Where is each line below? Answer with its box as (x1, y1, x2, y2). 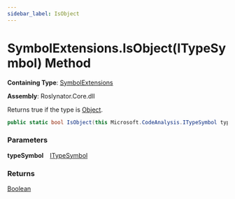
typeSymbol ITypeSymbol (7, 151, 88, 159)
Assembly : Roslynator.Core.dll (7, 91, 96, 100)
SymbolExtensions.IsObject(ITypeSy (7, 40, 226, 56)
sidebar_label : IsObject (7, 10, 80, 17)
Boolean (7, 184, 31, 193)
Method (44, 55, 91, 71)
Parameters (7, 135, 48, 145)
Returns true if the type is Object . (7, 105, 104, 114)
